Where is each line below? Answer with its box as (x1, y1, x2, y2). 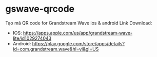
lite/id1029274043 (12, 35, 52, 41)
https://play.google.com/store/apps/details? (32, 40, 125, 46)
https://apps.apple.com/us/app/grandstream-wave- (23, 30, 132, 36)
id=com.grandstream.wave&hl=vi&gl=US (12, 46, 99, 52)
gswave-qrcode (5, 3, 75, 15)
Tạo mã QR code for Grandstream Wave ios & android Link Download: (5, 20, 152, 26)
